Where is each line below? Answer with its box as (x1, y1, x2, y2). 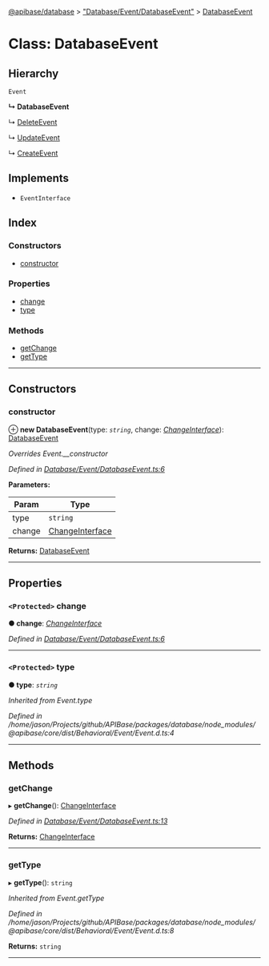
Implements (8, 171, 70, 185)
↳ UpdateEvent (8, 133, 60, 143)
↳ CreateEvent (8, 148, 58, 158)
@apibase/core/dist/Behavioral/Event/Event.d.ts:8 (8, 925, 175, 936)
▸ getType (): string (8, 877, 74, 888)
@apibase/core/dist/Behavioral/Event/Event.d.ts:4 (8, 728, 175, 738)
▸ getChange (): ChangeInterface (8, 801, 117, 811)
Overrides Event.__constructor (8, 449, 108, 458)
